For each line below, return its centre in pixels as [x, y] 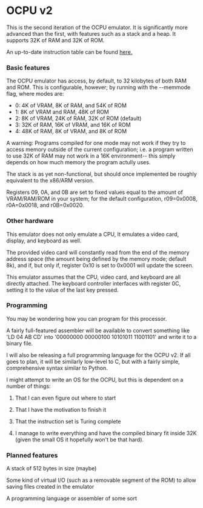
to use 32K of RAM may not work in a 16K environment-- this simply [91, 156]
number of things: [28, 386]
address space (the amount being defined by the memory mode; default [96, 259]
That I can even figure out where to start [65, 398]
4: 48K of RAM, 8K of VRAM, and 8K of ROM [71, 132]
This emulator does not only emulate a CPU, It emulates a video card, [93, 234]
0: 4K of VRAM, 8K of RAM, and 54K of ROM [71, 105]
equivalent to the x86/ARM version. [50, 181]
